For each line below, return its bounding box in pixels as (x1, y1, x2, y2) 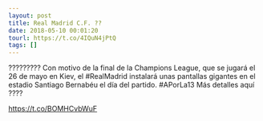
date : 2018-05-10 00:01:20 (8, 26, 99, 34)
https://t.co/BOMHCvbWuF (8, 104, 98, 114)
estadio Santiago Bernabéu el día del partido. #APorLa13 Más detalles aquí (8, 80, 255, 90)
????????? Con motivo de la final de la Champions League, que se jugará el (8, 63, 256, 72)
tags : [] (8, 41, 38, 49)
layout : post (8, 11, 52, 20)
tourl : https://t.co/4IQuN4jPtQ (8, 33, 116, 42)
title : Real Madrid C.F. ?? (8, 19, 103, 27)
